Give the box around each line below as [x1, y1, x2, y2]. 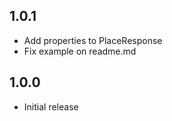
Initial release [23, 100, 79, 113]
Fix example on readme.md [23, 45, 137, 57]
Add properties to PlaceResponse [23, 34, 163, 46]
